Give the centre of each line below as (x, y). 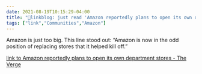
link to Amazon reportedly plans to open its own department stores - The (96, 58)
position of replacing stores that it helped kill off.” (67, 46)
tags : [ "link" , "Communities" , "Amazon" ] (56, 23)
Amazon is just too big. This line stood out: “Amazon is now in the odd (93, 40)
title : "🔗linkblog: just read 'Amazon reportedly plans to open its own (99, 17)
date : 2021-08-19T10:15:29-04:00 (48, 12)
